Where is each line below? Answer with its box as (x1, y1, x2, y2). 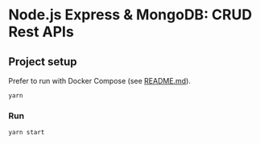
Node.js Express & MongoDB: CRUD (8, 6, 252, 24)
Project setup (8, 55, 78, 68)
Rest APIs (8, 23, 74, 41)
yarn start (8, 129, 45, 137)
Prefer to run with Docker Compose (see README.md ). (8, 76, 192, 85)
